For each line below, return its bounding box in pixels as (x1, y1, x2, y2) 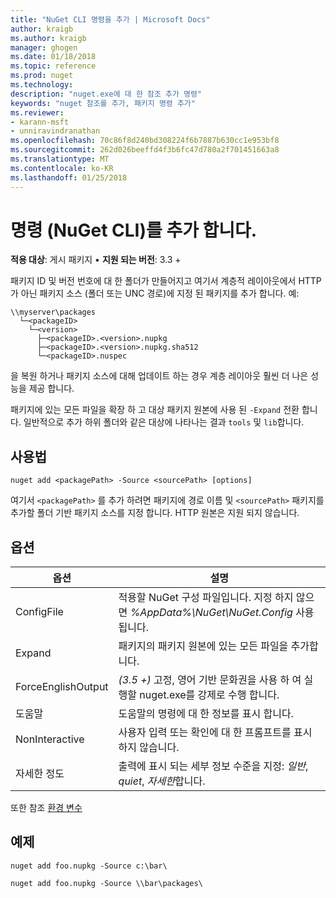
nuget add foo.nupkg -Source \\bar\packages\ (10, 878, 203, 888)
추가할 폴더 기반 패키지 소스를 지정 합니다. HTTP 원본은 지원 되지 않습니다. (10, 507, 300, 519)
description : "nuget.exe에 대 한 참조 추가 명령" (10, 89, 203, 99)
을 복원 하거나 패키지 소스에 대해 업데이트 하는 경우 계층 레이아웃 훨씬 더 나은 (10, 370, 309, 382)
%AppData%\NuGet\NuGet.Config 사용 (129, 606, 315, 620)
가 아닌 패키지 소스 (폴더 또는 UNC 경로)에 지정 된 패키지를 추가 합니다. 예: (10, 287, 300, 300)
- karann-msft (10, 117, 70, 127)
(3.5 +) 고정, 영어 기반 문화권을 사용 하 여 (118, 673, 302, 687)
